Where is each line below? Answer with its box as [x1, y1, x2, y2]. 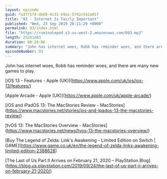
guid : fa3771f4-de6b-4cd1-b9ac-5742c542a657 [5, 12, 99, 17]
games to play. [5, 68, 35, 74]
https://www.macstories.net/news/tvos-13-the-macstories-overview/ [6, 127, 148, 133]
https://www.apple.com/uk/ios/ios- [72, 78, 144, 84]
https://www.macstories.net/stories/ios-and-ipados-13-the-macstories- [6, 107, 154, 113]
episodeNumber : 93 [5, 49, 43, 54]
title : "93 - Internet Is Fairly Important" [5, 16, 99, 21]
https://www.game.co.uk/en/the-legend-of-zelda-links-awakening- [21, 142, 159, 148]
